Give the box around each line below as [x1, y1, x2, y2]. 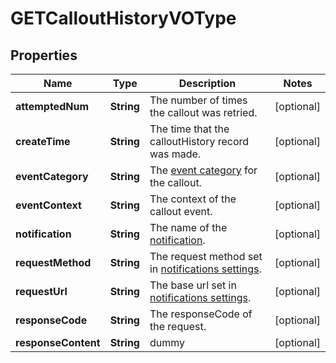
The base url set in [149, 278, 237, 292]
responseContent [15, 336, 101, 349]
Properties [10, 47, 78, 64]
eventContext [15, 198, 82, 212]
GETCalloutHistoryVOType [10, 7, 237, 30]
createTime [15, 135, 71, 148]
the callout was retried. [149, 106, 258, 119]
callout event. [149, 205, 213, 218]
